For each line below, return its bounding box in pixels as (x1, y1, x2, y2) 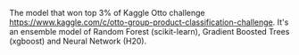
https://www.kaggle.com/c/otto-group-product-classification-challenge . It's (9, 17, 289, 27)
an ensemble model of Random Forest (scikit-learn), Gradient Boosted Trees (9, 27, 290, 36)
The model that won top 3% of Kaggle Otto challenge (9, 8, 205, 18)
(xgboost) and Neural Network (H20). (9, 35, 147, 46)
